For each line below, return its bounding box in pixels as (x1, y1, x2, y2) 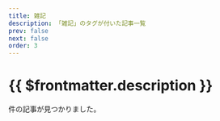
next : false (8, 34, 49, 43)
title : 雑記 (8, 11, 46, 20)
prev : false (8, 27, 49, 35)
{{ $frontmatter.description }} (8, 77, 213, 95)
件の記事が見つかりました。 (8, 104, 101, 114)
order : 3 (8, 42, 38, 50)
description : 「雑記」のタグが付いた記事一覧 (8, 19, 146, 27)
